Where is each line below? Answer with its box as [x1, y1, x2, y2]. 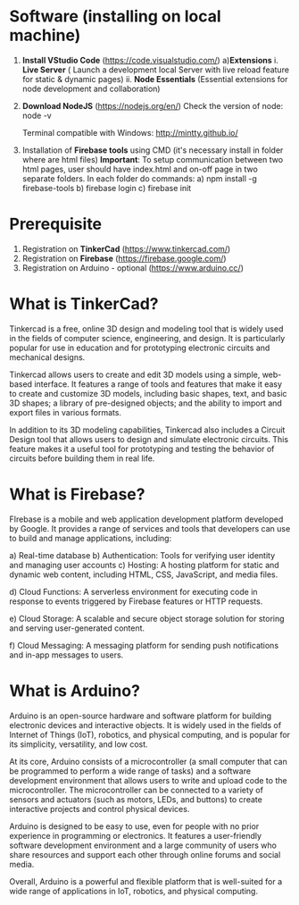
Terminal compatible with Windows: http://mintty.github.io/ [21, 127, 238, 138]
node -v [21, 110, 52, 121]
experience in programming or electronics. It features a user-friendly [9, 830, 262, 841]
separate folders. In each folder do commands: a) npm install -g [21, 172, 257, 184]
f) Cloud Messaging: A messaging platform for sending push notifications [9, 640, 279, 650]
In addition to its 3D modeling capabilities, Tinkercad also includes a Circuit [9, 424, 286, 435]
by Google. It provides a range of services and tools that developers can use [9, 523, 291, 533]
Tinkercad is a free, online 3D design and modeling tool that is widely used [9, 323, 284, 334]
